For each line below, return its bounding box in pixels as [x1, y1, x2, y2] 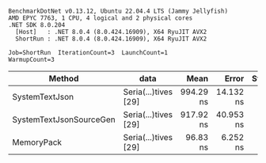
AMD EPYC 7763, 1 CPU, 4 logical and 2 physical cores [8, 14, 193, 22]
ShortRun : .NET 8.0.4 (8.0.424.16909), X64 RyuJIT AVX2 [15, 35, 207, 43]
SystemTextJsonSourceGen [12, 114, 116, 125]
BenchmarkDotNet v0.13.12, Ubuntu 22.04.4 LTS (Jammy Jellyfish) [8, 7, 228, 15]
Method [48, 73, 79, 84]
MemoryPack [12, 137, 62, 147]
